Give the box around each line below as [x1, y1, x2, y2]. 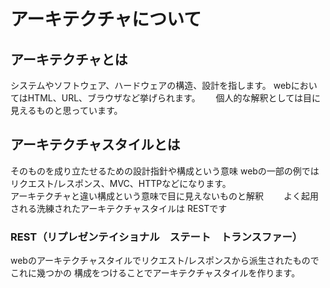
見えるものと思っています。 [10, 105, 123, 116]
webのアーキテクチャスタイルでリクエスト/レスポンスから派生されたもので [10, 255, 320, 267]
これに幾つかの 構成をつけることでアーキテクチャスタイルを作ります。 [10, 267, 301, 279]
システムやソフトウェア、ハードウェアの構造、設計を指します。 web [10, 80, 292, 91]
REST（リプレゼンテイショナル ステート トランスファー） [10, 230, 303, 244]
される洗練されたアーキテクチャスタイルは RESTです [10, 202, 228, 214]
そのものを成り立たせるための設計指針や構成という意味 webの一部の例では [10, 165, 320, 177]
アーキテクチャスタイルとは [10, 136, 181, 154]
